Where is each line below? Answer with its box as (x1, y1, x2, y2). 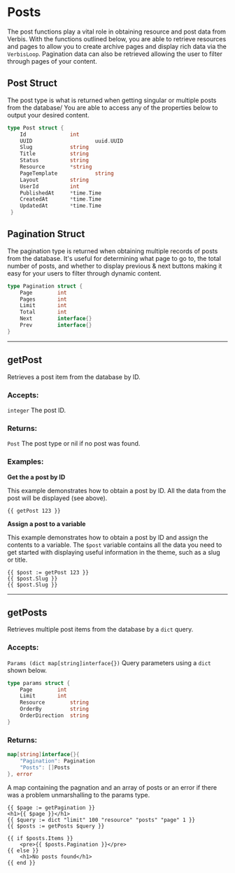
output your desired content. (7, 111, 90, 119)
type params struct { (7, 679, 71, 686)
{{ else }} (7, 847, 39, 854)
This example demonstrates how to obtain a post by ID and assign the (7, 533, 208, 541)
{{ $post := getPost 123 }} (7, 569, 90, 576)
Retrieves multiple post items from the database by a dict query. (7, 625, 194, 634)
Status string (20, 157, 90, 164)
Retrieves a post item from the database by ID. (7, 372, 141, 381)
